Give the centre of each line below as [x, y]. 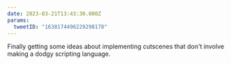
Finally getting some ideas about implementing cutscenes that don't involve [116, 47]
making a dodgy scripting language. [59, 54]
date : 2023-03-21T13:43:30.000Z [54, 14]
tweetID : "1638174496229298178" [61, 27]
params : [18, 20]
